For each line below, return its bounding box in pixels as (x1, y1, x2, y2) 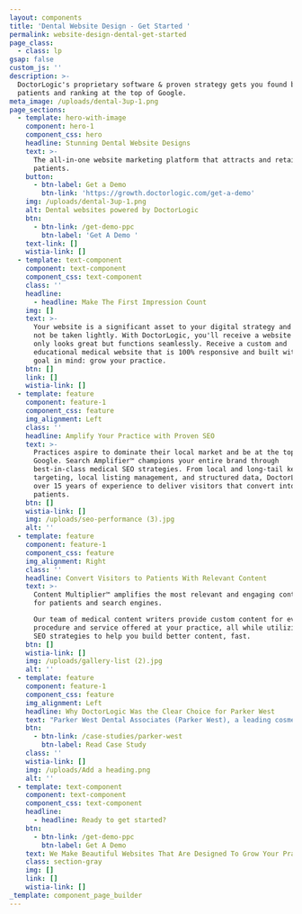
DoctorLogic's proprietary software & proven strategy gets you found (17, 80, 288, 89)
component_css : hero (25, 130, 102, 139)
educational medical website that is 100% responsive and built (32, 347, 280, 356)
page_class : (9, 38, 54, 48)
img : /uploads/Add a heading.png (25, 766, 151, 775)
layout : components (9, 13, 83, 22)
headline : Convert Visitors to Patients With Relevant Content (25, 573, 268, 583)
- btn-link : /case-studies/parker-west (32, 732, 182, 741)
